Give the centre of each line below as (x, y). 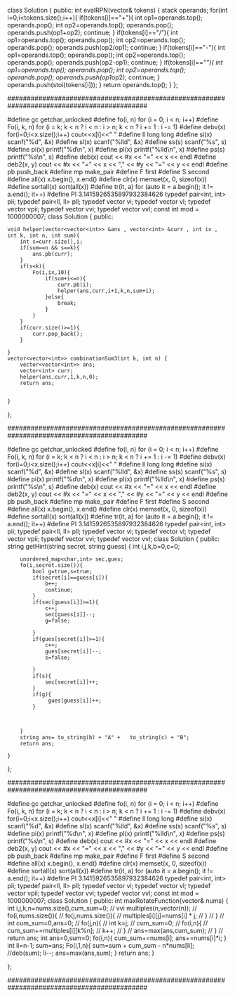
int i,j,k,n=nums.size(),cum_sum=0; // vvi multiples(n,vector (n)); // (102, 908)
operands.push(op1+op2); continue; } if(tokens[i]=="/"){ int (93, 32)
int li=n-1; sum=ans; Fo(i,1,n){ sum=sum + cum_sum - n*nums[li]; (101, 945)
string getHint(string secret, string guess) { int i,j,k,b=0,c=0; (94, 546)
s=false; (58, 658)
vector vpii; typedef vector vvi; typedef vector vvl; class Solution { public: (113, 539)
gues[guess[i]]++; (75, 700)
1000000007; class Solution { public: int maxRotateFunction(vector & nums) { (118, 901)
